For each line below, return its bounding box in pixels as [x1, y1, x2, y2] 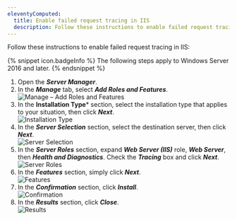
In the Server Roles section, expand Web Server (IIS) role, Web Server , [17, 146, 226, 154]
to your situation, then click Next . [17, 108, 114, 117]
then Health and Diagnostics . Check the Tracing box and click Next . [17, 153, 220, 161]
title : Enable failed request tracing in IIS [13, 17, 150, 24]
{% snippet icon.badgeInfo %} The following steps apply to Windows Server [7, 57, 229, 65]
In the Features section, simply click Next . [17, 168, 141, 177]
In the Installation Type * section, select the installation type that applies [17, 100, 228, 109]
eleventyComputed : [7, 10, 61, 18]
